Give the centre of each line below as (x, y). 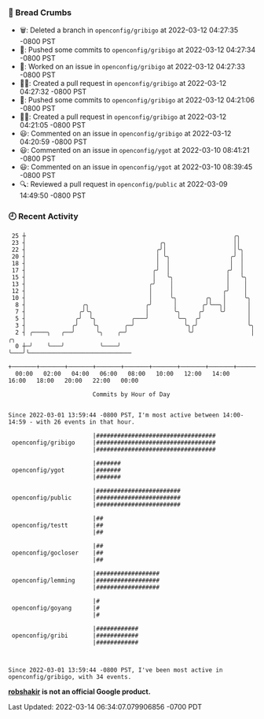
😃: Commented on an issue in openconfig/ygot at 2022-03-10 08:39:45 (136, 167)
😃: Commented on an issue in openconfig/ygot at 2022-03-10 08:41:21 (134, 150)
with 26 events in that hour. (86, 422)
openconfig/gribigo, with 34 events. (70, 676)
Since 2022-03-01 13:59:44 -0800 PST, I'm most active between (114, 415)
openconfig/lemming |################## (85, 580)
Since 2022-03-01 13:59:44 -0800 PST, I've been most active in (115, 670)
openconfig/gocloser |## (57, 553)
